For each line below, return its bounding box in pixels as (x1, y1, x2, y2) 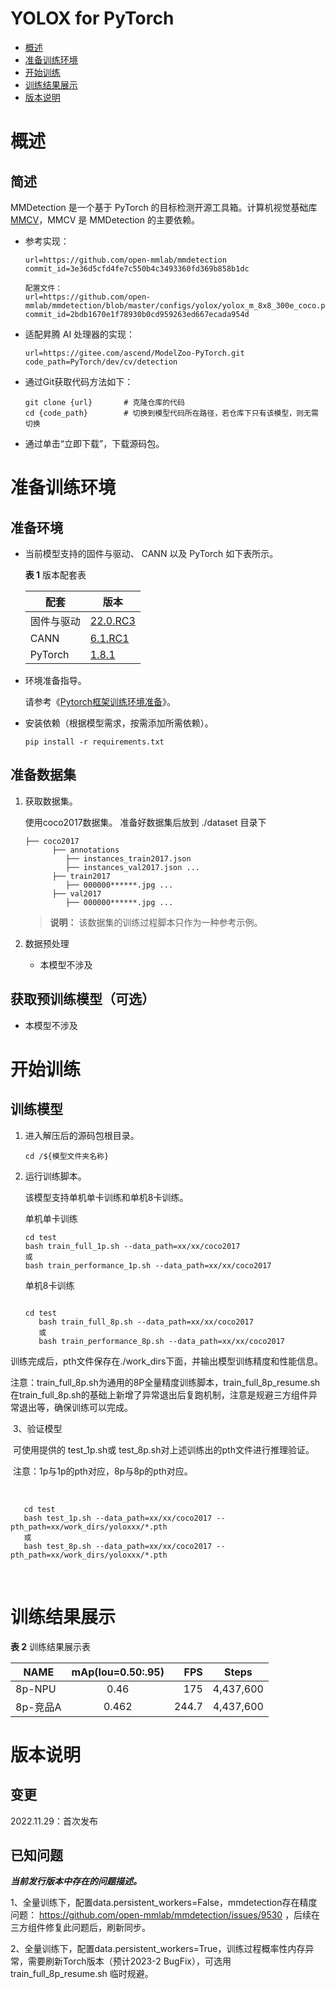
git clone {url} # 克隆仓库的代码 (24, 397, 185, 407)
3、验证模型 (12, 1422, 63, 1434)
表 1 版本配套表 (24, 568, 87, 581)
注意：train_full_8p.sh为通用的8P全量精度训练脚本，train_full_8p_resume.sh (10, 1376, 321, 1388)
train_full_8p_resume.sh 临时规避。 (10, 1968, 154, 1980)
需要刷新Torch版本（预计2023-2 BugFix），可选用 (27, 1955, 232, 1967)
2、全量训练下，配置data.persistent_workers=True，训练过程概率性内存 (10, 1943, 306, 1955)
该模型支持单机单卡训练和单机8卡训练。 (24, 1191, 189, 1203)
